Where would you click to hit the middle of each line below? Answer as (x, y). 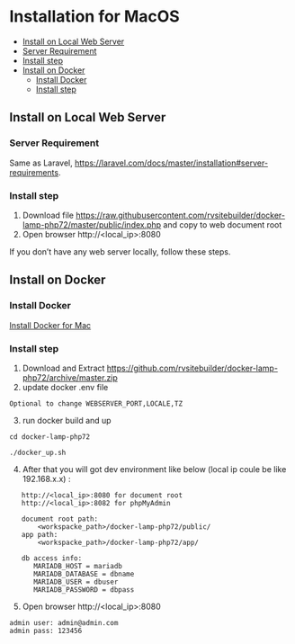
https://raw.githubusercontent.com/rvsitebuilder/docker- (181, 215)
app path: (40, 534)
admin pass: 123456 (46, 631)
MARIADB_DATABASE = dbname (84, 574)
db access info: (52, 558)
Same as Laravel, (41, 163)
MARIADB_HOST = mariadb (78, 566)
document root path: (60, 519)
